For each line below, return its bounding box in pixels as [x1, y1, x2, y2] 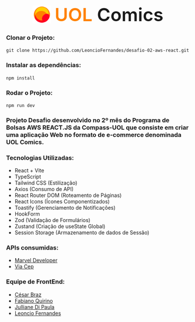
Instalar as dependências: [6, 61, 82, 70]
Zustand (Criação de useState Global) [14, 223, 106, 230]
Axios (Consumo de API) [14, 186, 74, 193]
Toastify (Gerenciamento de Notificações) [14, 205, 116, 212]
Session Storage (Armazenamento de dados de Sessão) [14, 229, 150, 236]
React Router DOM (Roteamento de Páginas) [14, 192, 122, 199]
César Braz [14, 291, 42, 298]
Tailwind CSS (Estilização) [14, 179, 78, 186]
